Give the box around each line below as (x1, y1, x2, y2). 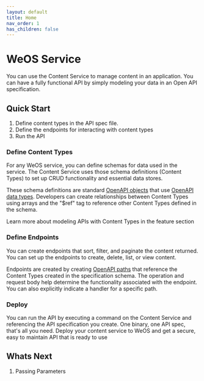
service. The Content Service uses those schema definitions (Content (6, 168, 182, 176)
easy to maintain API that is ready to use (6, 333, 108, 341)
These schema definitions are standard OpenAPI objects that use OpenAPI (6, 187, 194, 194)
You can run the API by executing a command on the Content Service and (6, 314, 192, 321)
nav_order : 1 (6, 20, 40, 26)
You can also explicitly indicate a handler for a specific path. (6, 285, 158, 292)
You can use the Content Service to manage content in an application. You (6, 73, 194, 80)
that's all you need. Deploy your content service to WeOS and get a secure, (6, 327, 196, 334)
